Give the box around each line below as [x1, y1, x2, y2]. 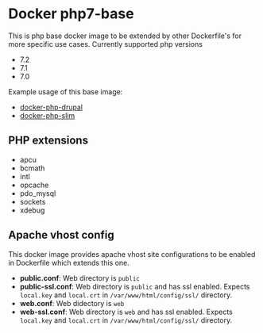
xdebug [19, 205, 45, 215]
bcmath [19, 163, 45, 173]
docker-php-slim [19, 110, 75, 120]
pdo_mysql [19, 188, 56, 198]
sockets [19, 197, 46, 206]
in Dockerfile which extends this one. [8, 258, 130, 267]
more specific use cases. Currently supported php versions [8, 39, 203, 48]
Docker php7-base [8, 5, 134, 23]
